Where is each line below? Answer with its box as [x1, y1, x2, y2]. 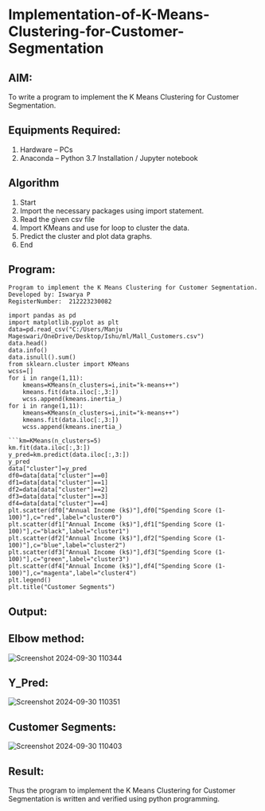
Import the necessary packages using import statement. [19, 205, 205, 216]
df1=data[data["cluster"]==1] [8, 479, 109, 487]
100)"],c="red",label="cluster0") [8, 513, 123, 522]
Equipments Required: [8, 123, 121, 137]
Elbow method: [8, 632, 85, 645]
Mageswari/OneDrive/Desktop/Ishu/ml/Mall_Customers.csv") [8, 333, 205, 341]
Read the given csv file [19, 214, 95, 224]
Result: [8, 764, 45, 778]
